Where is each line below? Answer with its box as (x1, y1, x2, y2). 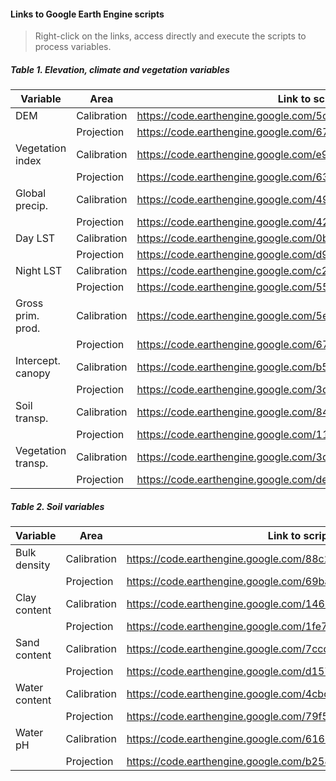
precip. (15, 199, 48, 213)
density (15, 558, 51, 572)
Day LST (15, 231, 56, 245)
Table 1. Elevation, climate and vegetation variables (10, 63, 230, 75)
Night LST (15, 264, 63, 278)
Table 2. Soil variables (10, 500, 105, 512)
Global (15, 186, 47, 200)
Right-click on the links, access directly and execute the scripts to (34, 30, 307, 42)
